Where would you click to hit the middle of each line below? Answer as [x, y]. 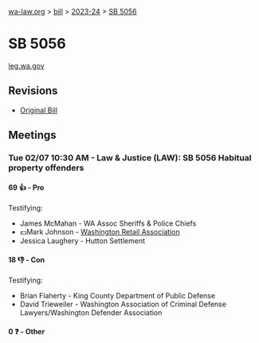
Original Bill [39, 110]
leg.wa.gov [27, 65]
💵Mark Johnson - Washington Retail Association [100, 232]
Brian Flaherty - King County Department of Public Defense [118, 296]
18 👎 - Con [27, 259]
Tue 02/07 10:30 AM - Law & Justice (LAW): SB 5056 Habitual [130, 158]
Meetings [33, 135]
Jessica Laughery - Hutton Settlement [82, 241]
